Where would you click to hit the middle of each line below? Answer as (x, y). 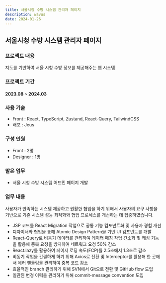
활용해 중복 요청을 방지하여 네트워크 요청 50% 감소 (67, 244)
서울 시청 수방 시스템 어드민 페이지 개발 (50, 183)
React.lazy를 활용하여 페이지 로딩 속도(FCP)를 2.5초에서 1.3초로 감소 (79, 250)
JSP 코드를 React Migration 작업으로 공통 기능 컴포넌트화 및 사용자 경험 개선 (87, 225)
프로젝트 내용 (20, 56)
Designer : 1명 (26, 157)
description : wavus (25, 14)
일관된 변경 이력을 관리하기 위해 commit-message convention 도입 (78, 275)
